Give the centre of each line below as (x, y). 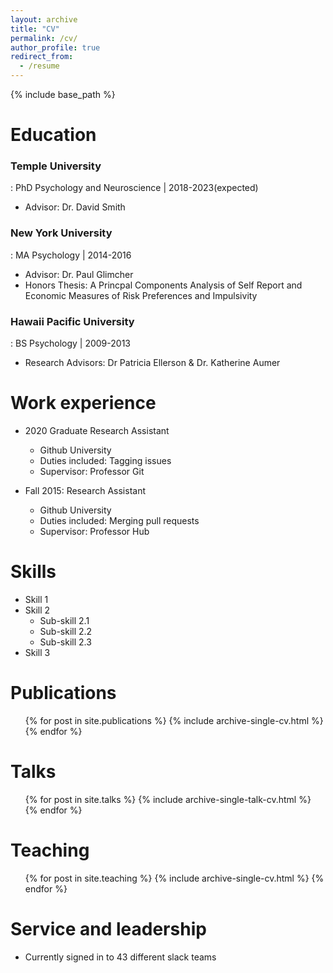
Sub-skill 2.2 (66, 631)
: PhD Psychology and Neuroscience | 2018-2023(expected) (134, 188)
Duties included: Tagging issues (105, 461)
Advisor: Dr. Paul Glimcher (79, 274)
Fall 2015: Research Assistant (85, 491)
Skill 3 (37, 652)
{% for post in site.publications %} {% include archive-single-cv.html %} (174, 720)
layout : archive (44, 19)
